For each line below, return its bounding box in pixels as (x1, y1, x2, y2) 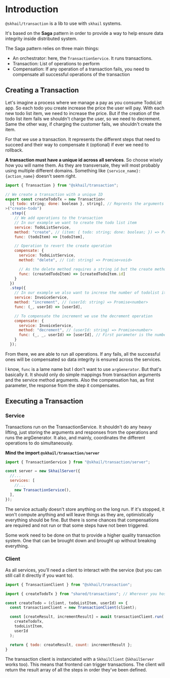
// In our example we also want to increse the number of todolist (14, 290, 159, 295)
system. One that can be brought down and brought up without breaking (5, 537, 156, 543)
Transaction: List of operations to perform (12, 60, 100, 66)
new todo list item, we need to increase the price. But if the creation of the (5, 110, 160, 116)
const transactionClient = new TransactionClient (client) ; (10, 605, 137, 610)
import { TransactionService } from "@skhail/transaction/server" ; (5, 460, 151, 465)
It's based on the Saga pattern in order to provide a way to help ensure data (5, 30, 163, 36)
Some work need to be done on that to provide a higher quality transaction (5, 532, 161, 538)
